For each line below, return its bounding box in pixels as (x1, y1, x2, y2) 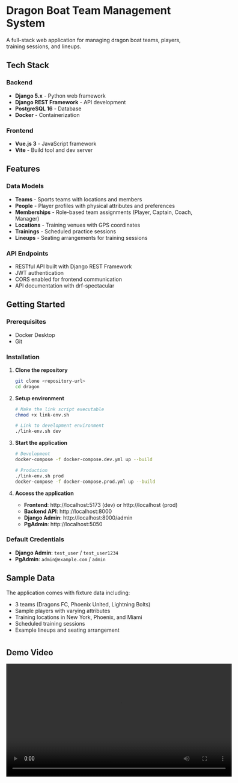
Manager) (14, 215, 40, 222)
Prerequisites (6, 318, 46, 326)
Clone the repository (14, 366, 68, 374)
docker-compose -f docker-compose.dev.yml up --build (14, 456, 153, 463)
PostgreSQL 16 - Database (14, 105, 82, 112)
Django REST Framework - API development (14, 98, 126, 105)
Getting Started (6, 300, 66, 310)
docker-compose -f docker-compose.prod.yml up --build (14, 479, 156, 485)
